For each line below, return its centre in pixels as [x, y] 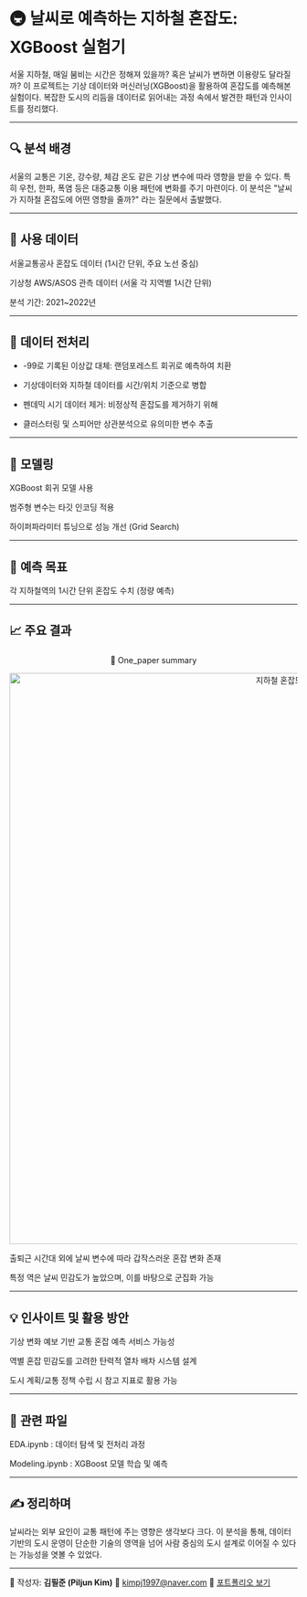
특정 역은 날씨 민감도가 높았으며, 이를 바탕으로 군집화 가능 [112, 1278]
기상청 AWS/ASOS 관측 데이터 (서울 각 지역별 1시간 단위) [111, 282]
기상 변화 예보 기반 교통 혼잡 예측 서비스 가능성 [92, 1342]
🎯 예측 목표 [39, 567]
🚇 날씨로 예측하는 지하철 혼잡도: [124, 19]
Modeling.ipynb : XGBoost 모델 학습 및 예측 [89, 1464]
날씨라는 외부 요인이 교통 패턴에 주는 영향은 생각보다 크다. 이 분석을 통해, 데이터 [151, 1531]
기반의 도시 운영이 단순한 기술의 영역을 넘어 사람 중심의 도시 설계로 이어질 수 [145, 1543]
